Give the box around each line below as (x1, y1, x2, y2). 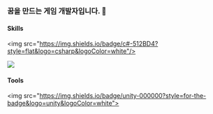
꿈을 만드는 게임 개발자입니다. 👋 (7, 6, 107, 15)
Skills (7, 24, 24, 32)
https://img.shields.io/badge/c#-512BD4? (39, 40, 159, 48)
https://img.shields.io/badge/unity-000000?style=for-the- (39, 92, 207, 100)
